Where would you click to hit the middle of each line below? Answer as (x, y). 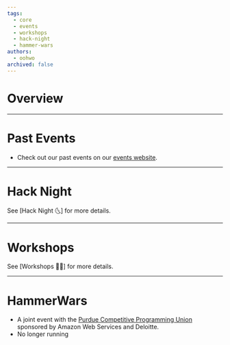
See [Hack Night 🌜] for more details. (59, 211)
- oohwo (24, 58)
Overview (35, 98)
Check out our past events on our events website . (87, 157)
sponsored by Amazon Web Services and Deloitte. (88, 327)
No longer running (43, 334)
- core (23, 20)
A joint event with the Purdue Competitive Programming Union (105, 320)
